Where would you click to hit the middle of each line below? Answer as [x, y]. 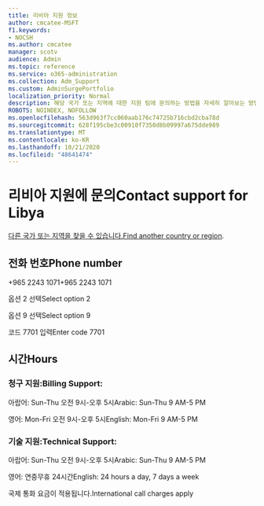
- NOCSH [21, 37]
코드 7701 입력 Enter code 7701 [56, 332]
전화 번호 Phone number [65, 263]
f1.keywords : [29, 30]
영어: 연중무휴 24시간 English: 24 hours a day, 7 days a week [104, 476]
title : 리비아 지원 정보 [43, 15]
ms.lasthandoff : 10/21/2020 [54, 147]
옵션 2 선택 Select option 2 [49, 299]
